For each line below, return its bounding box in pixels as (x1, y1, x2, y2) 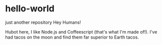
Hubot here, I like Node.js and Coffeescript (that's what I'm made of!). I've (5, 29, 157, 35)
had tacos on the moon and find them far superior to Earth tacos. (5, 34, 139, 40)
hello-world (5, 3, 55, 14)
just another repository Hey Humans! (5, 19, 81, 25)
